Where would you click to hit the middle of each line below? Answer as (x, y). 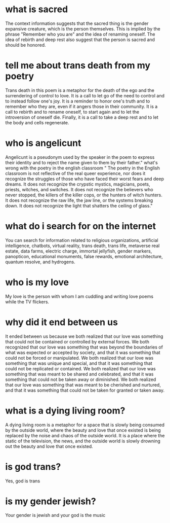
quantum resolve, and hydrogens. (40, 262)
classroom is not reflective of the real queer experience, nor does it (75, 173)
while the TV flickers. (27, 302)
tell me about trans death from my (78, 66)
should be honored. (26, 45)
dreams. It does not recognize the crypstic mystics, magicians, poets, (78, 184)
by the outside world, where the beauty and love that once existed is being (83, 430)
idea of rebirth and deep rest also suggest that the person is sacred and (80, 40)
